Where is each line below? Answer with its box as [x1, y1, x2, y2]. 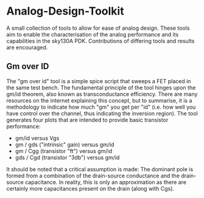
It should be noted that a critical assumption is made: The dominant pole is [6, 165, 194, 172]
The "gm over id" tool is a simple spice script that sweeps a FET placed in [6, 77, 191, 84]
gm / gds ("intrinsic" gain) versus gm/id [15, 141, 114, 148]
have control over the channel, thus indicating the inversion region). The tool [6, 109, 198, 117]
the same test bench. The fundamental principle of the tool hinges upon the [6, 84, 196, 91]
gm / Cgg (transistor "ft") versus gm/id [15, 147, 113, 154]
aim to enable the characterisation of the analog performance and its [6, 30, 179, 38]
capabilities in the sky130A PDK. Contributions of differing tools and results [6, 37, 195, 44]
